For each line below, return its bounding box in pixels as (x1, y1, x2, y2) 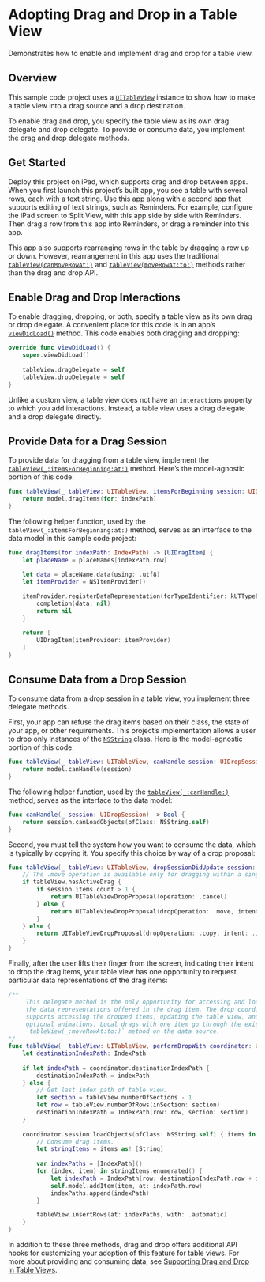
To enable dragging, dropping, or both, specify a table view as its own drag (8, 312, 252, 321)
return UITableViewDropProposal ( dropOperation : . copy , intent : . (36, 929, 256, 938)
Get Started (8, 156, 66, 169)
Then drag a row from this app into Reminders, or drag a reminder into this (8, 219, 250, 229)
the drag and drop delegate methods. (8, 133, 130, 142)
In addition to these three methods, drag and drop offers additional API (8, 1240, 238, 1249)
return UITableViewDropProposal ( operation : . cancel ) (50, 893, 227, 901)
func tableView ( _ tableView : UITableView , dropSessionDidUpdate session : (8, 864, 256, 872)
